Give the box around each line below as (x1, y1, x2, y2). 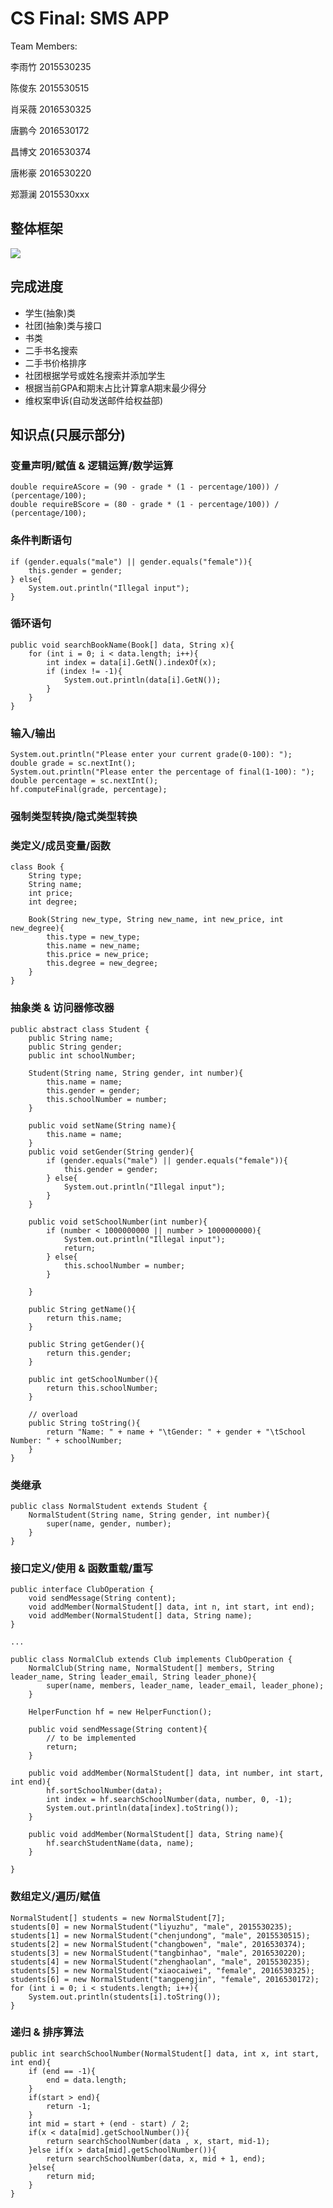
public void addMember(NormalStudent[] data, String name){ (28, 1830, 284, 1840)
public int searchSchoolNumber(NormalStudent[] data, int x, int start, (10, 2048, 320, 2059)
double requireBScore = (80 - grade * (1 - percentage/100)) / (10, 500, 280, 510)
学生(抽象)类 (24, 307, 77, 319)
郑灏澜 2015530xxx (10, 188, 90, 200)
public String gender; (28, 1042, 123, 1052)
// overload (28, 1409, 78, 1419)
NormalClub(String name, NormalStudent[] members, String (28, 1663, 275, 1674)
